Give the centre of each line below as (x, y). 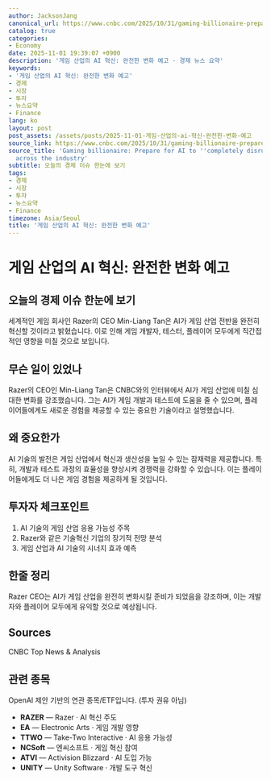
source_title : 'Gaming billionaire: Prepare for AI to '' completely (126, 151)
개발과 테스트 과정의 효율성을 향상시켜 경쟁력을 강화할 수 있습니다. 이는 (129, 469)
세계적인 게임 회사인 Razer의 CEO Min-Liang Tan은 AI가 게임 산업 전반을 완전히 (134, 321)
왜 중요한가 (34, 438)
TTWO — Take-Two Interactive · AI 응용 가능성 (96, 737)
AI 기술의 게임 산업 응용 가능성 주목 (75, 528)
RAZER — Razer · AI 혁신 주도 (68, 717)
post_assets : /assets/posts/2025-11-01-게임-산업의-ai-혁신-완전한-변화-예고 (130, 135)
